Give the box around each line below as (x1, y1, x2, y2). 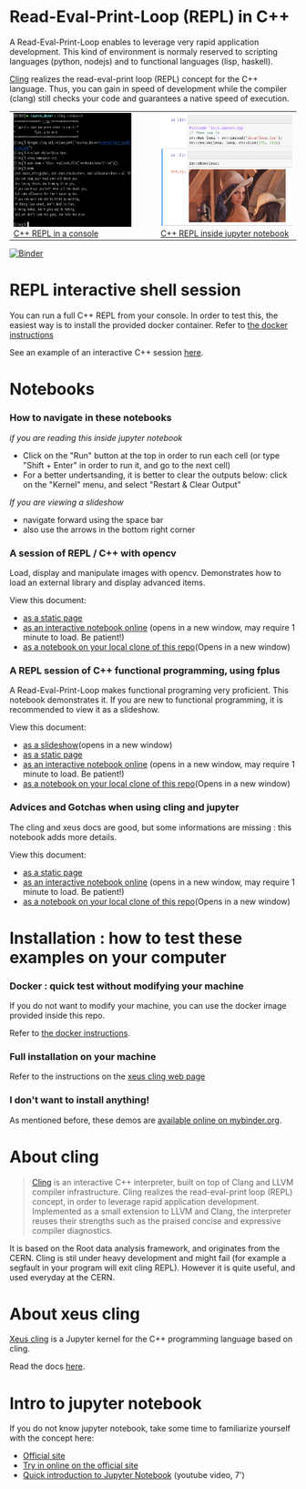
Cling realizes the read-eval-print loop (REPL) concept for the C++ (9, 73, 259, 84)
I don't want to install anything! (9, 1094, 150, 1106)
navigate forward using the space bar (22, 514, 164, 525)
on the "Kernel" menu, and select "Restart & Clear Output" (22, 478, 241, 489)
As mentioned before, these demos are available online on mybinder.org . (9, 1114, 282, 1125)
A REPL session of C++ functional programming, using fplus (9, 663, 280, 676)
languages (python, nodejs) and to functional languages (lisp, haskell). (9, 56, 273, 67)
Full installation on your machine (9, 1050, 157, 1063)
